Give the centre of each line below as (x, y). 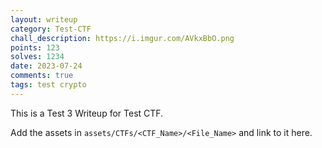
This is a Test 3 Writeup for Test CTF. (87, 113)
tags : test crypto (48, 85)
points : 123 (35, 47)
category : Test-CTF (51, 29)
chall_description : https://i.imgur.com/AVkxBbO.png (122, 38)
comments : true (42, 76)
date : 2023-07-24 (46, 66)
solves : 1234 (37, 57)
